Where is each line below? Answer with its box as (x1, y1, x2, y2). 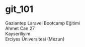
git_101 (5, 3, 34, 15)
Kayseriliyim (5, 30, 31, 36)
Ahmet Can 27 (5, 25, 35, 31)
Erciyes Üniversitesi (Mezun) (5, 36, 65, 42)
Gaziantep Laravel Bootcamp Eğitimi (5, 20, 80, 26)
